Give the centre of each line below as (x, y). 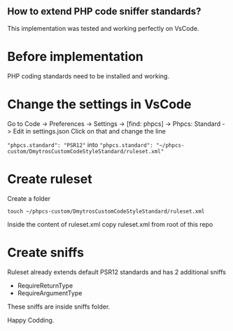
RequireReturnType (45, 286)
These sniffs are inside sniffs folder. (59, 307)
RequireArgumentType (50, 293)
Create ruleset (50, 179)
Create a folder (29, 198)
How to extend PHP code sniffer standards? (104, 12)
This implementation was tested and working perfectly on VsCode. (103, 28)
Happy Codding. (31, 320)
